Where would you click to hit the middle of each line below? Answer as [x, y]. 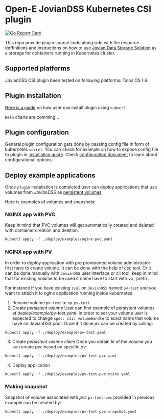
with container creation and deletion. [42, 230]
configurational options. [29, 160]
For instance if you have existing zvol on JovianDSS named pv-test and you [81, 288]
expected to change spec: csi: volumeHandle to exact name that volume [85, 318]
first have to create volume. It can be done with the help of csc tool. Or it [78, 268]
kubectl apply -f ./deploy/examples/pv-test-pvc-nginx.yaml [68, 374]
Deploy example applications [50, 175]
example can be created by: [33, 402]
